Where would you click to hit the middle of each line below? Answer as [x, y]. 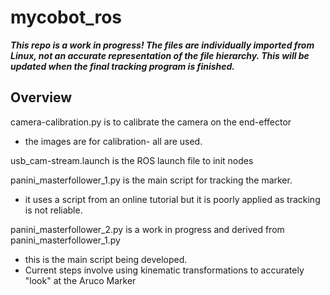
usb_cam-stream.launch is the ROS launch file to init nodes [132, 160]
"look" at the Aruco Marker [80, 280]
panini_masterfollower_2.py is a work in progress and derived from [147, 229]
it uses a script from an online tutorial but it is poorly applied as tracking [172, 199]
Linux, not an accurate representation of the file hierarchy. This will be [160, 55]
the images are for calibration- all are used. [113, 141]
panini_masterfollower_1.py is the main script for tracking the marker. [151, 180]
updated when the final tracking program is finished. [123, 66]
